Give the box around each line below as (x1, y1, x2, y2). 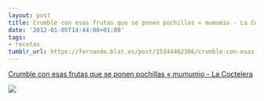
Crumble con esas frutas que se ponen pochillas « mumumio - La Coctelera (8, 70, 253, 78)
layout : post (8, 11, 51, 20)
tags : (8, 33, 26, 41)
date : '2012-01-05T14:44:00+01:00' (8, 26, 125, 34)
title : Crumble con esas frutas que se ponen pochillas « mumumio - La (8, 19, 247, 27)
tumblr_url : (8, 48, 47, 56)
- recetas (8, 41, 41, 49)
